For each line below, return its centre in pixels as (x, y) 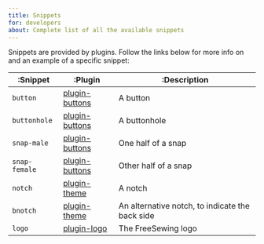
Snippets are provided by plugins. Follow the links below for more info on (126, 53)
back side (136, 216)
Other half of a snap (155, 166)
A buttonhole (142, 121)
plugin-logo (85, 228)
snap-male (30, 143)
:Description (185, 80)
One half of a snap (152, 144)
